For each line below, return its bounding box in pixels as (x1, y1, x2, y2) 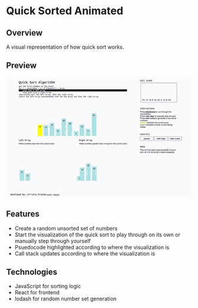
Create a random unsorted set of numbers (14, 224, 118, 232)
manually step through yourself (14, 237, 91, 244)
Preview (6, 60, 37, 70)
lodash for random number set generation (14, 295, 117, 303)
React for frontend (14, 289, 60, 296)
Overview (6, 28, 43, 38)
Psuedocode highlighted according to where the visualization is (14, 243, 170, 251)
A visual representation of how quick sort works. (6, 43, 124, 50)
